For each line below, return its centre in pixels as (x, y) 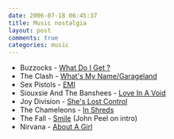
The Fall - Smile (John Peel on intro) (78, 118)
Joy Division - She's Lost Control (73, 102)
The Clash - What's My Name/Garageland (88, 76)
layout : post (30, 30)
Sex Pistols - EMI (47, 85)
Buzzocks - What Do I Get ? (65, 68)
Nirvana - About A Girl (56, 127)
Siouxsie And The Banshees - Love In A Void (93, 93)
